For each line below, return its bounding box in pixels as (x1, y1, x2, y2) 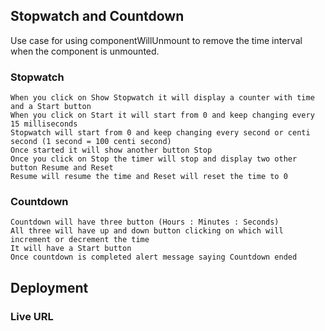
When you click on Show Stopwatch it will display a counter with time (10, 93, 315, 103)
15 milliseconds (10, 119, 78, 129)
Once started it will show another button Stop (10, 145, 213, 156)
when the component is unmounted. (10, 45, 160, 57)
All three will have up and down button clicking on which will (10, 226, 284, 236)
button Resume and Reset (10, 163, 114, 173)
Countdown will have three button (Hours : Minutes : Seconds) (10, 217, 280, 228)
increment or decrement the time (10, 235, 150, 245)
